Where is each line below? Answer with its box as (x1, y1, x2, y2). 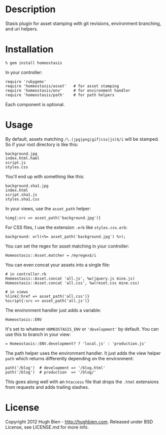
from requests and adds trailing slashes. (5, 384, 89, 390)
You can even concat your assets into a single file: (5, 262, 110, 268)
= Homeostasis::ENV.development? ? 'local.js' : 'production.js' (5, 341, 146, 346)
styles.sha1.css (5, 197, 40, 202)
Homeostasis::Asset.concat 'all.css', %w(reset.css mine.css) (5, 281, 140, 286)
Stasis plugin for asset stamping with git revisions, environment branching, (5, 20, 161, 26)
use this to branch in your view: (5, 331, 71, 337)
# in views (5, 289, 28, 294)
